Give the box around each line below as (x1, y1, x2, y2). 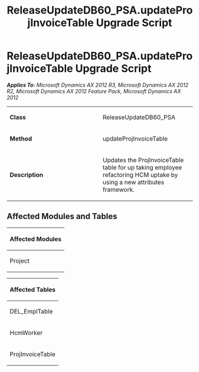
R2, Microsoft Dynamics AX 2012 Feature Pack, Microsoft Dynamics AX (6, 87, 181, 94)
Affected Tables (9, 285, 56, 293)
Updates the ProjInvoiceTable (103, 156, 184, 164)
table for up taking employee (103, 163, 182, 171)
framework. (103, 185, 135, 194)
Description (9, 171, 44, 179)
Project (9, 256, 30, 265)
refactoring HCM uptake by (103, 171, 178, 179)
